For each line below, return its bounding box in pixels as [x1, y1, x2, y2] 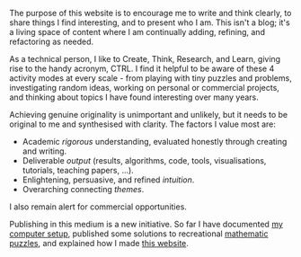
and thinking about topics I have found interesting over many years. [9, 92, 259, 102]
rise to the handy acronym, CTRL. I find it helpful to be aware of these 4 [9, 63, 275, 74]
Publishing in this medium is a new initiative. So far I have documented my [9, 219, 283, 229]
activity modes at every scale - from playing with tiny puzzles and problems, [9, 73, 292, 84]
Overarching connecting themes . [22, 184, 145, 194]
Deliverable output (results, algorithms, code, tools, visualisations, [22, 155, 267, 165]
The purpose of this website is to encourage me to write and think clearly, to [9, 8, 292, 18]
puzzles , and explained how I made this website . [9, 238, 189, 248]
